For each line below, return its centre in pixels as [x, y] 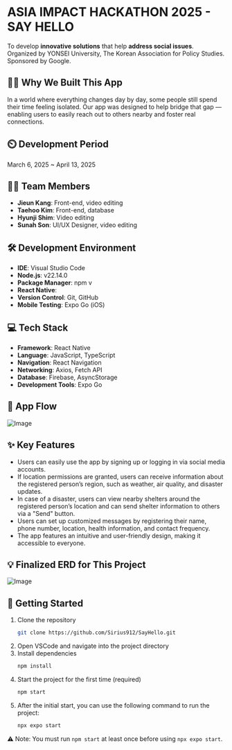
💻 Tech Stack [38, 327]
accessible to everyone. [51, 543]
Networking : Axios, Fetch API [60, 370]
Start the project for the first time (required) [79, 679]
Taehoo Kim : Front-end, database [65, 210]
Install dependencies [47, 653]
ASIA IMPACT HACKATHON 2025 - [109, 12]
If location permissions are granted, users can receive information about [120, 476]
